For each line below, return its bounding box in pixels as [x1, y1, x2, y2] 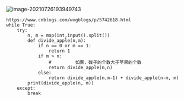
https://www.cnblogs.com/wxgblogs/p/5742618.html [6, 17, 132, 23]
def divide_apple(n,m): [27, 38, 86, 44]
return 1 [48, 48, 70, 54]
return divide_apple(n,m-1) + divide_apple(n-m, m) [48, 75, 179, 81]
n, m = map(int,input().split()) [27, 32, 110, 38]
